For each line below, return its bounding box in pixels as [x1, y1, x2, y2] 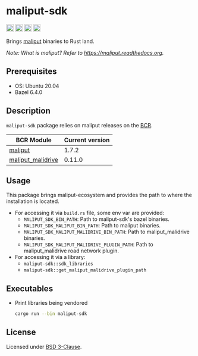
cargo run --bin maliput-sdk [14, 311, 87, 317]
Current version [64, 136, 110, 144]
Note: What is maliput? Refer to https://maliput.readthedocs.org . [6, 49, 164, 56]
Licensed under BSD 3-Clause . [6, 343, 82, 350]
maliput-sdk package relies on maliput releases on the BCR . [6, 121, 153, 129]
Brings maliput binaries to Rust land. [6, 38, 95, 45]
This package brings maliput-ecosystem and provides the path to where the [6, 192, 192, 199]
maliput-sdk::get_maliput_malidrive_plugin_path [23, 267, 147, 273]
